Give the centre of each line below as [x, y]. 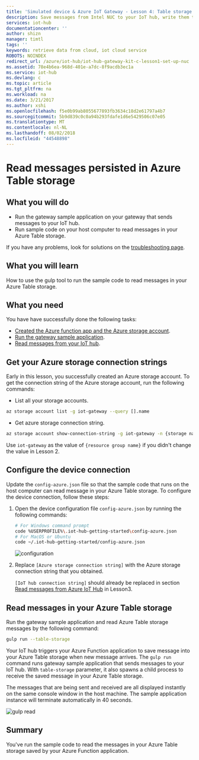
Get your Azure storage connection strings [87, 362]
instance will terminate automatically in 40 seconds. [70, 700]
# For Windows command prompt [52, 525]
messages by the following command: [52, 628]
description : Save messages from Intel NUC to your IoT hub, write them [98, 17]
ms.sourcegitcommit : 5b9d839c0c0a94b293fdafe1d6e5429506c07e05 [86, 116]
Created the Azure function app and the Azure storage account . [92, 331]
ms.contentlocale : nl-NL [37, 128]
